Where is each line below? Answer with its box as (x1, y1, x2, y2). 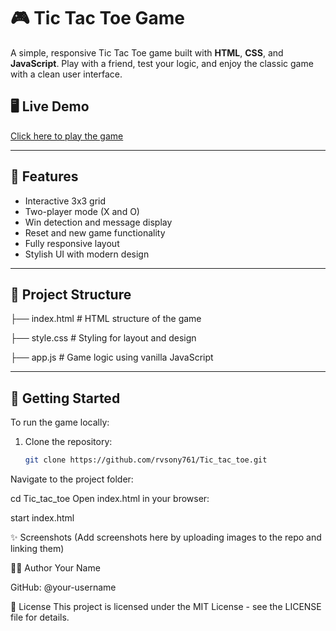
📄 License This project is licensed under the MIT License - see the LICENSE (10, 601, 322, 613)
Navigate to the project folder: (10, 473, 134, 485)
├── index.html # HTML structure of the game (10, 313, 202, 325)
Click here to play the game (10, 130, 124, 142)
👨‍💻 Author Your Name (10, 562, 101, 574)
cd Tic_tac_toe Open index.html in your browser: (10, 493, 210, 505)
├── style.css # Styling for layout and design (10, 332, 197, 344)
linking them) (10, 543, 65, 555)
